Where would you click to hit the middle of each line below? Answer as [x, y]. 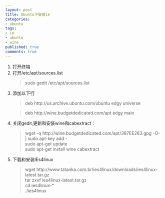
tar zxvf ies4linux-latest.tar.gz [56, 180]
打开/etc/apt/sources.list [37, 72]
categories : [17, 19]
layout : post [19, 10]
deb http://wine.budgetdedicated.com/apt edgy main [79, 112]
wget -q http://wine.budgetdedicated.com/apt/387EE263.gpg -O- [92, 133]
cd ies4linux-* [39, 185]
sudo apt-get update [46, 143]
